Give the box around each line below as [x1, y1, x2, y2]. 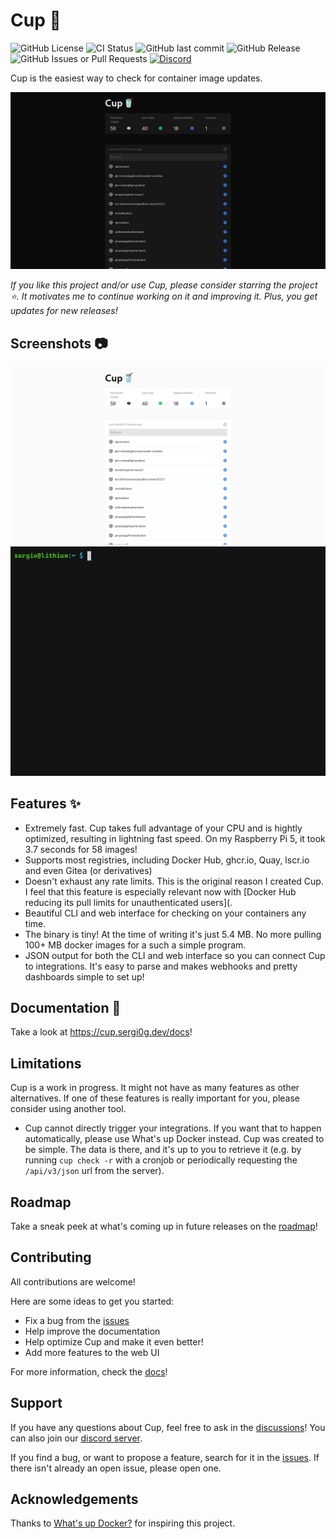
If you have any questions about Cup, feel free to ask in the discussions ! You [10, 1421, 326, 1433]
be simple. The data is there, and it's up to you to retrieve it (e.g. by [24, 1144, 302, 1156]
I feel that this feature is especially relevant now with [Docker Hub [24, 885, 297, 898]
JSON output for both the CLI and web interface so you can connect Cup [24, 949, 326, 961]
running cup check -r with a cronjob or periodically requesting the [24, 1154, 298, 1166]
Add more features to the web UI [24, 1346, 160, 1358]
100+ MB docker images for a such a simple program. [24, 939, 247, 951]
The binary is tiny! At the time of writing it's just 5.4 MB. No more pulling [24, 928, 322, 940]
